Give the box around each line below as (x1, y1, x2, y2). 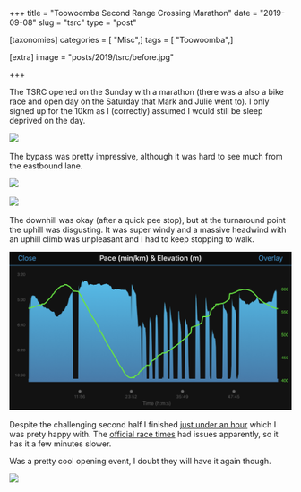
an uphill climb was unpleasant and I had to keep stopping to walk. (9, 234, 254, 245)
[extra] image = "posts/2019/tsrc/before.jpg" (9, 52, 175, 62)
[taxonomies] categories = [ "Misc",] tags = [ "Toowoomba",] (9, 35, 234, 45)
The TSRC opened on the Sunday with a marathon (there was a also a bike (9, 87, 284, 97)
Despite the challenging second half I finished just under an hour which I (9, 419, 277, 429)
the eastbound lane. (9, 160, 83, 171)
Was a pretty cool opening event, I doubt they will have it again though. (9, 456, 271, 466)
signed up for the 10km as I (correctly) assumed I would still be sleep (9, 106, 263, 116)
